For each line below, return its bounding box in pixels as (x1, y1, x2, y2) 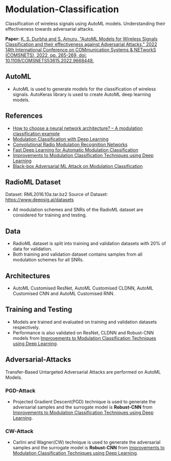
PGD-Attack (5, 387, 36, 394)
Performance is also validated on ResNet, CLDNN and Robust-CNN (12, 329, 154, 335)
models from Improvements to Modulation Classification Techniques (12, 335, 157, 341)
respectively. (12, 324, 40, 330)
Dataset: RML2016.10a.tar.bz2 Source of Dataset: (5, 191, 108, 198)
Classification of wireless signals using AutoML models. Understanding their (5, 20, 166, 27)
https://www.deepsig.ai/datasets (5, 197, 74, 203)
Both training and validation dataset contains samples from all (12, 251, 143, 257)
